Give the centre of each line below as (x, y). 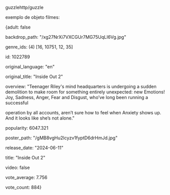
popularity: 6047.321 (27, 128)
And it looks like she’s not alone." (40, 118)
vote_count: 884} (24, 187)
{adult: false (18, 27)
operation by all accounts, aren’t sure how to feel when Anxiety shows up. (83, 113)
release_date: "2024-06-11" (35, 148)
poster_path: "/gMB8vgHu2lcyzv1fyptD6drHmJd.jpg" (61, 138)
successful (17, 103)
